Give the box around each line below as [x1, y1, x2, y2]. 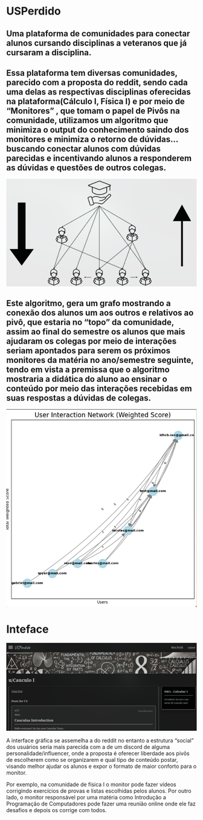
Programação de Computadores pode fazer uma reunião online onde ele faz [6, 800, 196, 807]
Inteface [6, 622, 49, 636]
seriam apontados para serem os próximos [6, 345, 171, 356]
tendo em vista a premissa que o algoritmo [6, 364, 170, 375]
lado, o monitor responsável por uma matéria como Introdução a [6, 794, 166, 801]
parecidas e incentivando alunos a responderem [6, 153, 192, 163]
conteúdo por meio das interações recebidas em [6, 383, 192, 393]
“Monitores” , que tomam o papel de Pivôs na [6, 105, 180, 116]
